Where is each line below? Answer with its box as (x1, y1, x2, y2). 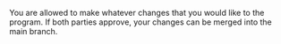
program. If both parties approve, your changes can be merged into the (9, 17, 273, 27)
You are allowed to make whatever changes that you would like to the (9, 8, 265, 18)
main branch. (9, 26, 58, 36)
